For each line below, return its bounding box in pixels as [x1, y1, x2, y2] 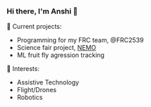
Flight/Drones [16, 86, 57, 94]
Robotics [16, 93, 43, 101]
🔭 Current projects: [6, 23, 62, 31]
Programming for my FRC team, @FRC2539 [16, 36, 144, 44]
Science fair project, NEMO [16, 44, 97, 52]
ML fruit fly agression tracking [16, 51, 105, 59]
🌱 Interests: [6, 65, 40, 73]
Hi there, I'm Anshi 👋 [6, 6, 78, 16]
